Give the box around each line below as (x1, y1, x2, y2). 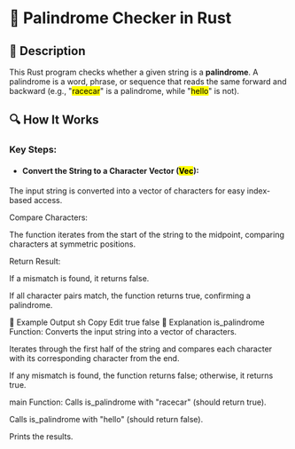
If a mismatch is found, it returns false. (9, 272, 150, 283)
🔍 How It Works (9, 113, 99, 128)
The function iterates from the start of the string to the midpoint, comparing (9, 229, 285, 240)
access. (34, 194, 63, 205)
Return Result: (9, 256, 61, 266)
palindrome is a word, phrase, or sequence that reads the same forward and (9, 76, 287, 87)
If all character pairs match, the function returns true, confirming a (9, 290, 251, 301)
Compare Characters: (9, 212, 89, 223)
